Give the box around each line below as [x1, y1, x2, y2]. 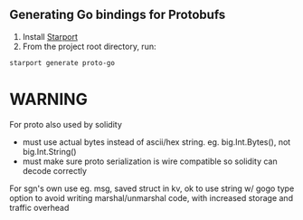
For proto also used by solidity [9, 119, 122, 129]
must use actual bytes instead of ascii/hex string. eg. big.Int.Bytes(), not [22, 136, 291, 148]
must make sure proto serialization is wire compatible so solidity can [22, 156, 278, 167]
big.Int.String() [22, 146, 77, 157]
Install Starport [22, 31, 79, 42]
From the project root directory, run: [22, 41, 156, 52]
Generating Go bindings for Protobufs [9, 7, 226, 23]
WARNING [9, 89, 88, 110]
